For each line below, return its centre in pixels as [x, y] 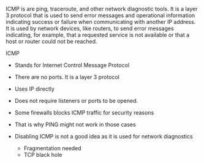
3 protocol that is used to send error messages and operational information [100, 15]
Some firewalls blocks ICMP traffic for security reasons [84, 112]
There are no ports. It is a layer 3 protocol [67, 77]
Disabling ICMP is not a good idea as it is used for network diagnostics [104, 136]
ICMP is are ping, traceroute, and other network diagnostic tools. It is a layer [102, 9]
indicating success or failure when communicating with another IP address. [101, 22]
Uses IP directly [34, 89]
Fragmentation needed [52, 148]
